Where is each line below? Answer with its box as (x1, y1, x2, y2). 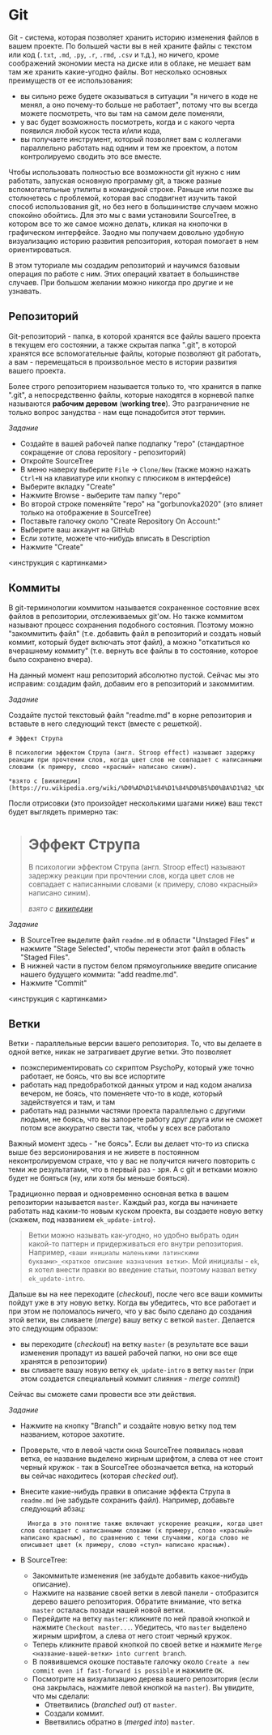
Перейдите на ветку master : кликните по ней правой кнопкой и (32, 1614, 251, 1624)
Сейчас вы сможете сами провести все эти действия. (8, 1390, 197, 1400)
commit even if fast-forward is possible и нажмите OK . (32, 1665, 225, 1675)
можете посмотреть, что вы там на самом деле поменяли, (19, 108, 225, 118)
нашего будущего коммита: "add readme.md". (19, 969, 179, 979)
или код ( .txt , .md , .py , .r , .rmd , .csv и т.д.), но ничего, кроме (8, 49, 219, 59)
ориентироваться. (8, 245, 71, 254)
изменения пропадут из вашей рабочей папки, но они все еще (19, 1348, 238, 1358)
